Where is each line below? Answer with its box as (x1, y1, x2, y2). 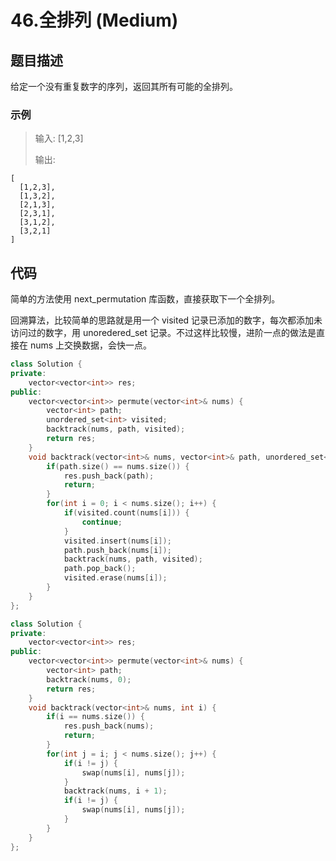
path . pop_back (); (63, 564, 137, 574)
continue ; (81, 517, 123, 527)
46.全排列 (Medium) (10, 9, 179, 32)
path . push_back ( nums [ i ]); (63, 545, 172, 555)
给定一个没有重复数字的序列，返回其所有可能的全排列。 (10, 81, 238, 92)
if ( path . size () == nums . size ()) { (46, 461, 190, 471)
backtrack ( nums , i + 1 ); (63, 786, 168, 796)
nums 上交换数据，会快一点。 (29, 339, 153, 351)
